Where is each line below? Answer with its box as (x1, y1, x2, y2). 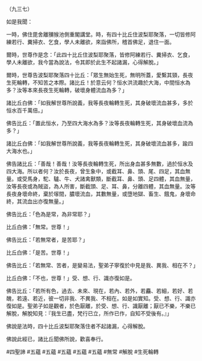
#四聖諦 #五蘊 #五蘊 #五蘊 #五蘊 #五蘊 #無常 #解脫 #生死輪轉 (6, 348, 159, 355)
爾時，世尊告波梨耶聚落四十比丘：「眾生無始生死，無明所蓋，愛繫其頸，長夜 (6, 72, 194, 78)
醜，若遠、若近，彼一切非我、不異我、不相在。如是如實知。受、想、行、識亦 (6, 295, 196, 302)
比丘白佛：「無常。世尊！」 (6, 223, 72, 230)
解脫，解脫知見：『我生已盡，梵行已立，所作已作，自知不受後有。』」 (6, 310, 173, 317)
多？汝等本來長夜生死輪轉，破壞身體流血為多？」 (6, 87, 127, 93)
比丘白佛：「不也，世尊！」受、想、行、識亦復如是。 (6, 274, 135, 282)
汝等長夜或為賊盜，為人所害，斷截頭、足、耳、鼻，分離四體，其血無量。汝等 (6, 183, 196, 190)
